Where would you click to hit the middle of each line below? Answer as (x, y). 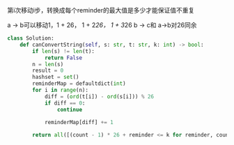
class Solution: (31, 38)
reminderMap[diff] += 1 (79, 123)
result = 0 (48, 71)
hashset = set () (56, 77)
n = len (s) (48, 64)
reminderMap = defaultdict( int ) (79, 84)
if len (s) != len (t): (64, 51)
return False (63, 58)
